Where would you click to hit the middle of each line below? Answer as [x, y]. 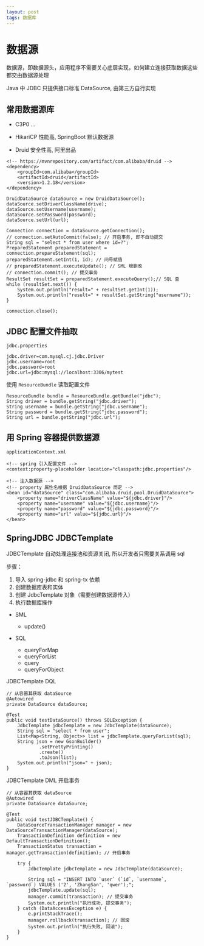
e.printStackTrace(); [56, 914]
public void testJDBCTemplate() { [50, 820]
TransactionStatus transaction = [59, 846]
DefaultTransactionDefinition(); [49, 841]
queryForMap [41, 650]
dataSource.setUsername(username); [51, 210]
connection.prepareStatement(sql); [51, 254]
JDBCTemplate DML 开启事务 [43, 780]
